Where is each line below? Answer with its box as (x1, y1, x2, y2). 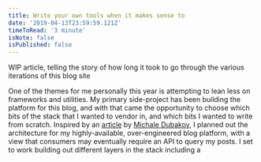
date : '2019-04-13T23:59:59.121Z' (8, 19, 122, 27)
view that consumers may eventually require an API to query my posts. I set (8, 137, 254, 146)
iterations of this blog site (8, 71, 91, 81)
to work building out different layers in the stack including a (8, 145, 201, 155)
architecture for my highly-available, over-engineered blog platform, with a (8, 128, 251, 138)
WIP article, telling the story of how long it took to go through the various (8, 62, 244, 72)
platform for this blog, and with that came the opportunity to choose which (8, 104, 250, 113)
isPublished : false (8, 41, 73, 49)
